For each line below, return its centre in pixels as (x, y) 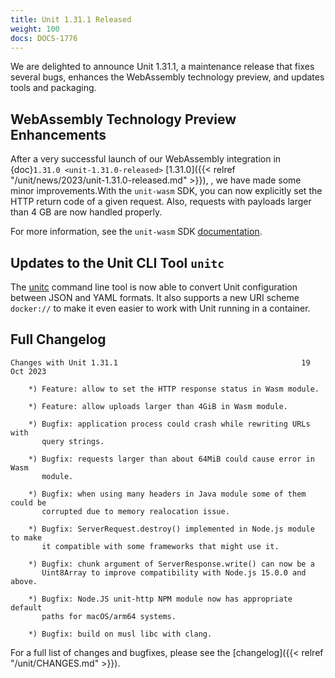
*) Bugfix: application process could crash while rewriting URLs (169, 424)
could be (28, 502)
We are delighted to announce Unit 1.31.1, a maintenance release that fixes (162, 67)
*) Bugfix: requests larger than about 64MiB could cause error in (171, 459)
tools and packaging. (53, 88)
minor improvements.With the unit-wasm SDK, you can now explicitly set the (166, 191)
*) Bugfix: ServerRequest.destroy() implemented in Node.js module (171, 529)
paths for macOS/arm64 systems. (109, 616)
